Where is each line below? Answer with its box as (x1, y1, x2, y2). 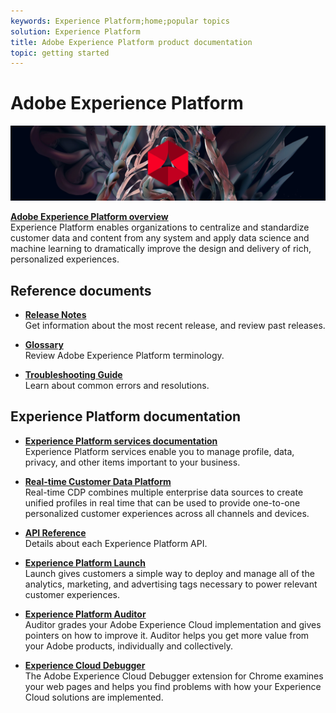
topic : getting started (10, 48, 110, 58)
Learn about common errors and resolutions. (24, 380, 210, 392)
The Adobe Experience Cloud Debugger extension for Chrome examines (24, 670, 324, 682)
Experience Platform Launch (24, 556, 146, 569)
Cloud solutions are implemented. (24, 691, 164, 703)
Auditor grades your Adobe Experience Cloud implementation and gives (24, 618, 322, 630)
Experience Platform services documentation (24, 435, 218, 447)
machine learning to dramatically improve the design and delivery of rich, (10, 243, 312, 255)
